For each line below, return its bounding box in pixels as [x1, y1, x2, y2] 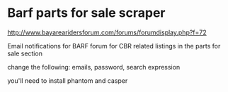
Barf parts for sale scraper [7, 5, 166, 21]
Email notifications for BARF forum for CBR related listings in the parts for [7, 41, 221, 50]
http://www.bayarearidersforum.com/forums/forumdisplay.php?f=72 [7, 28, 207, 37]
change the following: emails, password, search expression [7, 63, 181, 71]
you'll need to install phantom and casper [7, 76, 128, 85]
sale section [7, 49, 42, 58]
